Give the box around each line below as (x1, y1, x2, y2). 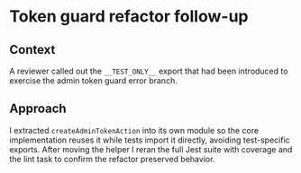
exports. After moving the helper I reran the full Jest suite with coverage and (9, 143, 293, 154)
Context (9, 42, 56, 57)
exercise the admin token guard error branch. (9, 75, 178, 86)
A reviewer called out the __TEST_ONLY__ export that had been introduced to (9, 65, 288, 76)
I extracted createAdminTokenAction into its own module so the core (9, 125, 260, 135)
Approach (9, 101, 67, 117)
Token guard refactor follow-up (9, 6, 249, 27)
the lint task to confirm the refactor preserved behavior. (9, 153, 215, 164)
